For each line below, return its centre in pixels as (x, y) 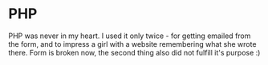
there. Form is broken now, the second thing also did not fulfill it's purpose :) (134, 52)
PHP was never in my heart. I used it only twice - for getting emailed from (130, 36)
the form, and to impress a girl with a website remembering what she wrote (132, 44)
